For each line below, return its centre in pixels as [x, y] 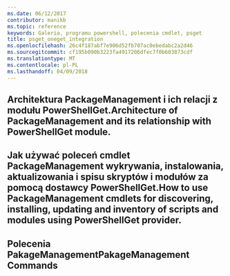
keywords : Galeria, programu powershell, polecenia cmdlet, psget [105, 33]
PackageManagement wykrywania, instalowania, [115, 166]
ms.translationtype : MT [41, 59]
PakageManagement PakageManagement [98, 254]
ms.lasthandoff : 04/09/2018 [48, 71]
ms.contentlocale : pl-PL [43, 65]
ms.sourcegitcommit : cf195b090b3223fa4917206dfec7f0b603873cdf [100, 53]
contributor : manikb [37, 20]
